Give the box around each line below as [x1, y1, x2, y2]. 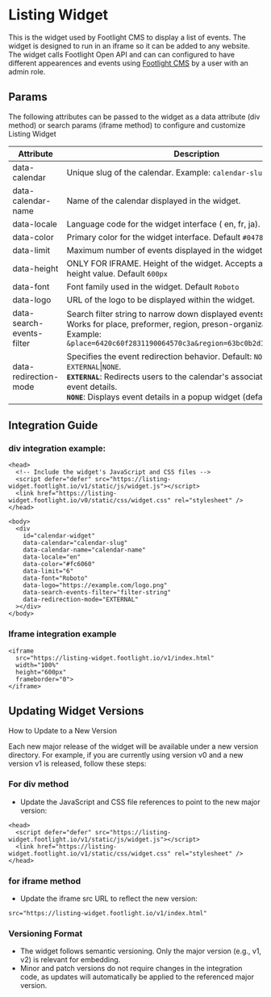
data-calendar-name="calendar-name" [23, 546, 147, 555]
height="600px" [15, 668, 67, 676]
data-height [12, 263, 59, 274]
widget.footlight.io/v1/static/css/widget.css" [8, 849, 172, 858]
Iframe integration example [8, 628, 117, 640]
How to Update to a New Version [8, 725, 117, 735]
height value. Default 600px [66, 268, 168, 279]
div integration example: [8, 443, 106, 454]
